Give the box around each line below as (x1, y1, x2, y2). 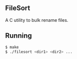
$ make (5, 45, 19, 50)
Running (5, 32, 32, 40)
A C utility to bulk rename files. (5, 17, 68, 23)
